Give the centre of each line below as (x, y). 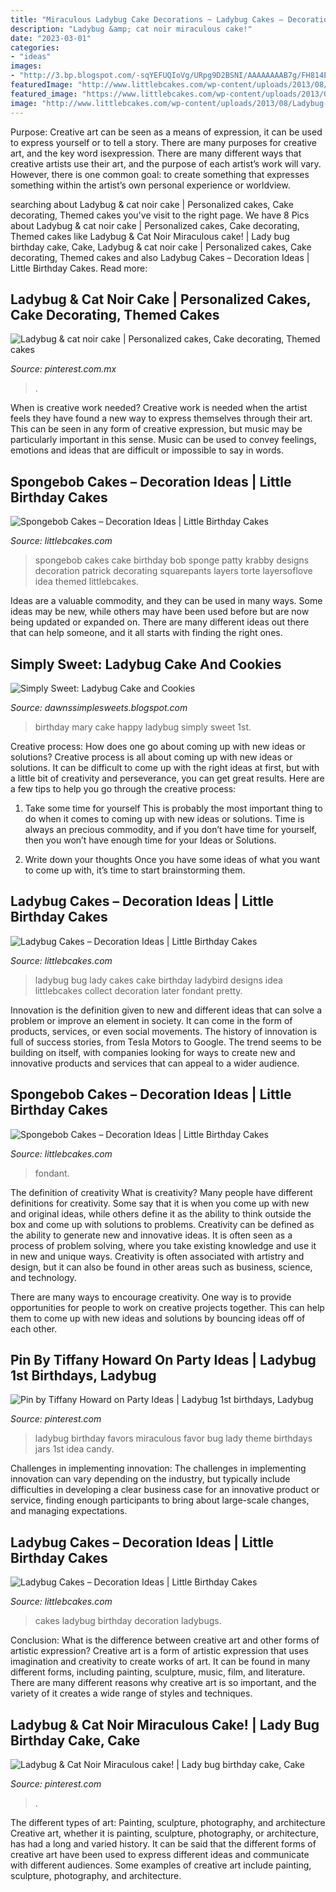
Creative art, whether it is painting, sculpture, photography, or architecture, (164, 1833)
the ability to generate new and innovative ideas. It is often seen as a (151, 1235)
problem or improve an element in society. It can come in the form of (151, 1020)
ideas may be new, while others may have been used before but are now (160, 612)
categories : (35, 47)
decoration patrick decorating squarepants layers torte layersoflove (173, 571)
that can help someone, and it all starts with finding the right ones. (146, 633)
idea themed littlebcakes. (86, 582)
